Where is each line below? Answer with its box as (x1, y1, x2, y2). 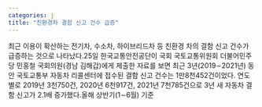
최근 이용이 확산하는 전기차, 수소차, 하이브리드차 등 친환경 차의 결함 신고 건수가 (8, 41, 249, 51)
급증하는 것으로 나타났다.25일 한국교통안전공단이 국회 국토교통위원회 (8, 51, 219, 60)
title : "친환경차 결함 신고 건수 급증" (8, 19, 120, 27)
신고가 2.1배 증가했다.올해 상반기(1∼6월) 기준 (16, 90, 155, 99)
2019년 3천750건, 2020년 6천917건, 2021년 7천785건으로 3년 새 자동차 (22, 80, 245, 90)
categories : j (8, 11, 55, 20)
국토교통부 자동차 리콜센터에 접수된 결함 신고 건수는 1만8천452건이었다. (16, 70, 236, 80)
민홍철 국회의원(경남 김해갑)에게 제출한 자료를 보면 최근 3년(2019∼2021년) (16, 60, 246, 70)
